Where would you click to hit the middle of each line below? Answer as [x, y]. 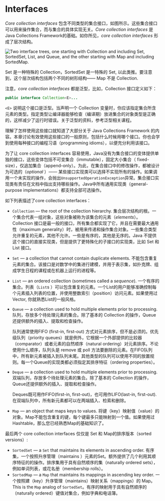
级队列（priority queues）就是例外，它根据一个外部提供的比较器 [77, 338]
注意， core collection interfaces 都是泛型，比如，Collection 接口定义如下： [81, 88]
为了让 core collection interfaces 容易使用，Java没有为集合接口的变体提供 [80, 153]
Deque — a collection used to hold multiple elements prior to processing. [85, 372]
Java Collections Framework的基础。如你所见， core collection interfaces [79, 35]
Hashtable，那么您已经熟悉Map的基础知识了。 [59, 423]
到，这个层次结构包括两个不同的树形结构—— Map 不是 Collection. [72, 78]
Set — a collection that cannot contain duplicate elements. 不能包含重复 [85, 258]
